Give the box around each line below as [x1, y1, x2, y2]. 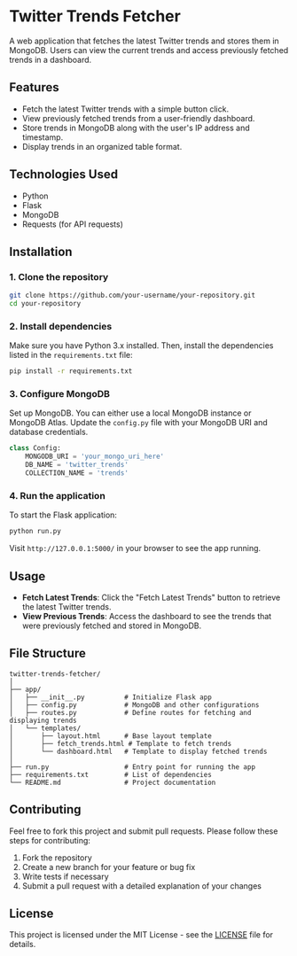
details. [9, 939, 36, 950]
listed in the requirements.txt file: [9, 350, 133, 361]
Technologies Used [9, 167, 118, 183]
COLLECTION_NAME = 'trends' [25, 469, 129, 478]
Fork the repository [21, 852, 93, 863]
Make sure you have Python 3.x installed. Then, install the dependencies [9, 340, 274, 351]
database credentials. [9, 427, 89, 438]
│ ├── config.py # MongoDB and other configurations [9, 700, 260, 710]
